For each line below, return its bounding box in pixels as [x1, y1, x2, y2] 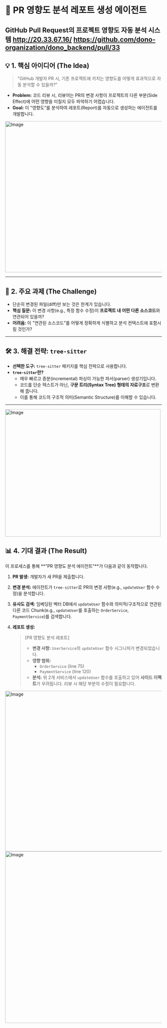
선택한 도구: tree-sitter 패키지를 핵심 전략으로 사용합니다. [12, 363, 127, 369]
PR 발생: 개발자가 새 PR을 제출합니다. [12, 573, 85, 580]
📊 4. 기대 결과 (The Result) [5, 547, 87, 555]
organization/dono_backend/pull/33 [5, 43, 120, 52]
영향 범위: [32, 657, 51, 663]
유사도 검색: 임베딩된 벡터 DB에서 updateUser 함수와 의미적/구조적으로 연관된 [12, 601, 162, 607]
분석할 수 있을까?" [22, 82, 58, 88]
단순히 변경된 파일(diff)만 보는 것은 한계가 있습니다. [12, 302, 112, 308]
